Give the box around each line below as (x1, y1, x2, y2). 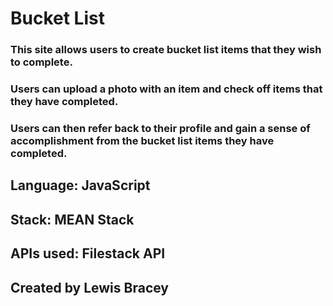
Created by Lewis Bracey (10, 279, 170, 296)
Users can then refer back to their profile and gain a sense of (10, 121, 311, 135)
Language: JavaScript (10, 177, 151, 194)
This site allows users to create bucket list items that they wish (10, 43, 322, 57)
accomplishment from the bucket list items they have (10, 133, 275, 147)
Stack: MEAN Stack (10, 211, 135, 228)
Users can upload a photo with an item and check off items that (10, 82, 323, 96)
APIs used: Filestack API (10, 245, 166, 262)
